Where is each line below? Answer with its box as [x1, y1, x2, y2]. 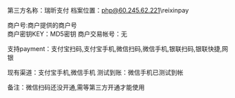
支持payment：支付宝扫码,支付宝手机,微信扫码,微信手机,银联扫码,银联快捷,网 [7, 45, 229, 52]
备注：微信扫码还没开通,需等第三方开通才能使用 [7, 83, 146, 91]
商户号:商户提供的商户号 [7, 21, 77, 29]
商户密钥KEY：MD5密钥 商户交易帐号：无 [7, 30, 128, 38]
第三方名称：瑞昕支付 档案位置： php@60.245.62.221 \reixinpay [7, 6, 189, 14]
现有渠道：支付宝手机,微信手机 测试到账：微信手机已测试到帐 [7, 69, 184, 76]
